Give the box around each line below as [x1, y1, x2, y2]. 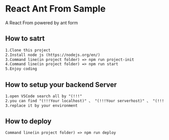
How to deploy [5, 117, 52, 125]
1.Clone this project [5, 47, 51, 53]
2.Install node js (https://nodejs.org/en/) [5, 52, 100, 57]
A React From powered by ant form [5, 20, 78, 26]
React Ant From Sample [5, 3, 106, 15]
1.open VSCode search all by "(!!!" [5, 94, 82, 99]
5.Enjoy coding [5, 66, 37, 72]
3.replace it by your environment [5, 103, 78, 108]
